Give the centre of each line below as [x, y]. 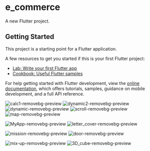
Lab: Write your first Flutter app [45, 68]
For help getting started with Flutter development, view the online [72, 83]
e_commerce [33, 7]
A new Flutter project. [27, 21]
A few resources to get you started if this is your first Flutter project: [75, 58]
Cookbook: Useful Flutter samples [47, 73]
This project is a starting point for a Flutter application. [61, 48]
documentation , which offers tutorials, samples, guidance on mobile [75, 88]
